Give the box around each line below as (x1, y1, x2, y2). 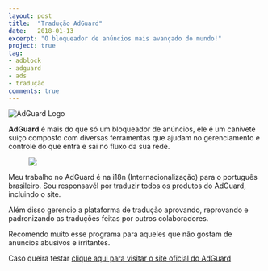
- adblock (8, 57, 42, 65)
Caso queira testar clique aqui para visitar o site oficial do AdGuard (8, 253, 232, 263)
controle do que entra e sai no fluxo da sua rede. (8, 142, 170, 152)
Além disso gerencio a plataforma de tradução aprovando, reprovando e (8, 205, 249, 215)
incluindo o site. (8, 190, 61, 199)
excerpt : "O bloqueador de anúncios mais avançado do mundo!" (8, 34, 222, 43)
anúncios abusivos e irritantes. (8, 238, 111, 248)
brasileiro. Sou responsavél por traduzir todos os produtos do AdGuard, (8, 181, 246, 190)
